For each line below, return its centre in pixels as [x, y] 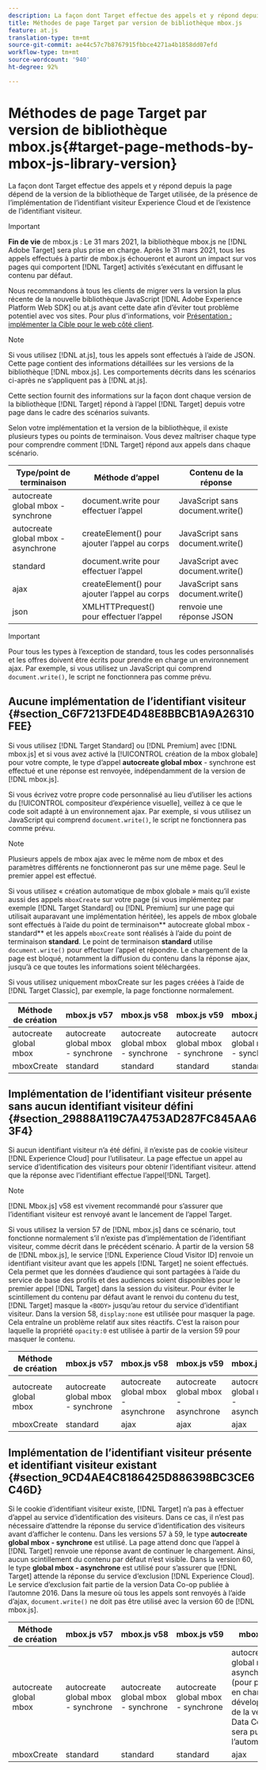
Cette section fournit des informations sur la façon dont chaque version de [130, 395]
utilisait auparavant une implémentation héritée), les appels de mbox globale [133, 916]
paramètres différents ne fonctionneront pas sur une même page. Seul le [127, 867]
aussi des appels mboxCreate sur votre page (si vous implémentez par [121, 899]
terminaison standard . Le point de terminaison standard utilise [110, 941]
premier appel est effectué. [53, 875]
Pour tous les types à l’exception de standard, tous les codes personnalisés [131, 651]
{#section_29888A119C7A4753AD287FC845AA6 [133, 1119]
